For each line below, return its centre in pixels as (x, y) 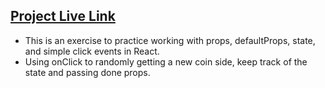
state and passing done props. (87, 72)
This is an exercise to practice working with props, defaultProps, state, (170, 40)
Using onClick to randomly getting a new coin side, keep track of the (166, 61)
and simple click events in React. (92, 51)
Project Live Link (63, 16)
